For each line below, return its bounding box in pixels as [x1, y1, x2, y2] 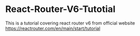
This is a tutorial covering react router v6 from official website [5, 20, 135, 26]
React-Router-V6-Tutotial [5, 3, 116, 15]
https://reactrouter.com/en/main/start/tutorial [5, 25, 101, 31]
